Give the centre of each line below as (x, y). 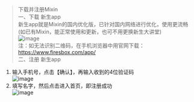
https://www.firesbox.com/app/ (57, 52)
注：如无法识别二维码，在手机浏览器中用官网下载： (81, 45)
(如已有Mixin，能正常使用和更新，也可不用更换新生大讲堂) (90, 32)
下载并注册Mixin (38, 9)
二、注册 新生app (39, 59)
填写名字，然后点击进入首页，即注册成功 (62, 86)
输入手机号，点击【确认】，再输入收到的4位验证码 (73, 72)
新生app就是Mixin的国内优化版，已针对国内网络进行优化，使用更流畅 (103, 24)
